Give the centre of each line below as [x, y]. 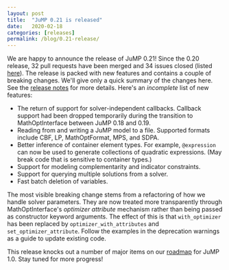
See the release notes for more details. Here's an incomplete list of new [108, 88]
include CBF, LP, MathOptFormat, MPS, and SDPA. [88, 137]
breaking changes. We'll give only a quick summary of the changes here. [110, 80]
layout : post [26, 13]
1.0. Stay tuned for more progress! [55, 259]
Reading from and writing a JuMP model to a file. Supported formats [113, 131]
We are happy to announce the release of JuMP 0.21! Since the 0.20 [104, 58]
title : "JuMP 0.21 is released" [55, 20]
